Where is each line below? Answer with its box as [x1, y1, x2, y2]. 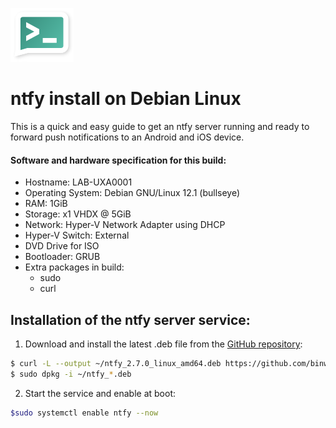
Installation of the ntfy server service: [10, 311, 251, 328]
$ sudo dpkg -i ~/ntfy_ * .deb [10, 369, 132, 379]
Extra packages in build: [24, 261, 125, 273]
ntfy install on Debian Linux [10, 88, 242, 110]
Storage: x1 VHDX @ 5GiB [24, 208, 132, 220]
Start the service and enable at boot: [24, 387, 177, 399]
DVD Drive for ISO [24, 240, 100, 252]
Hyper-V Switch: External [24, 229, 130, 242]
